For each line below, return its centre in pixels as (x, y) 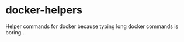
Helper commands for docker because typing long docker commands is (92, 26)
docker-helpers (44, 10)
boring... (15, 32)
